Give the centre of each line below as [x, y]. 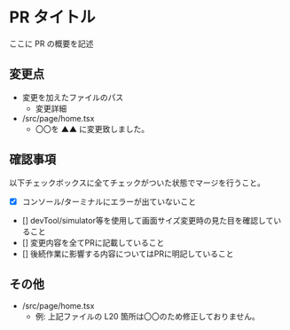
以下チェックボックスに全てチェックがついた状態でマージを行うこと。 [137, 183]
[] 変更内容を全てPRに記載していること [93, 242]
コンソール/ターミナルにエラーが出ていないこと [109, 201]
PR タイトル [52, 17]
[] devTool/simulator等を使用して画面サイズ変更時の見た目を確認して [148, 220]
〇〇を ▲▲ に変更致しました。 [92, 129]
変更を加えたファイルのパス [73, 97]
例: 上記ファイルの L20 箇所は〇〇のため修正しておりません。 [147, 317]
